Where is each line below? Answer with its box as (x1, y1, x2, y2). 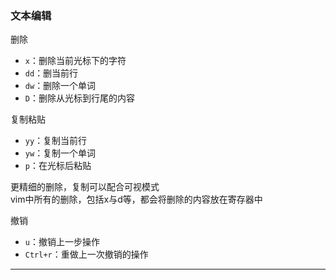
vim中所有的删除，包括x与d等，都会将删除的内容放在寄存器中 (10, 193, 263, 206)
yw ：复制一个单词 (24, 147, 97, 159)
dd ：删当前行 (24, 67, 79, 79)
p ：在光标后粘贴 (24, 160, 92, 172)
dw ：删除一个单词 (24, 80, 97, 92)
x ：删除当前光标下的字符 (24, 55, 127, 67)
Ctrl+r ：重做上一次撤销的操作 (24, 248, 149, 261)
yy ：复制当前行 (24, 135, 88, 147)
